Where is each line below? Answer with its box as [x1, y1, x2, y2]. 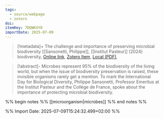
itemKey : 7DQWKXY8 [5, 25, 43, 30]
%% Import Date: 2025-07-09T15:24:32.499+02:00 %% [5, 108, 120, 114]
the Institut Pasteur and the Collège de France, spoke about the [17, 84, 146, 90]
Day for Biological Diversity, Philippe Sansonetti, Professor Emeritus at [17, 79, 160, 85]
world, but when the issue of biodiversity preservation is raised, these [17, 69, 159, 74]
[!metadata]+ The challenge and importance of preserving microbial [17, 44, 155, 49]
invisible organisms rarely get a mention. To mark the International [17, 74, 151, 79]
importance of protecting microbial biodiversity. [17, 89, 114, 95]
